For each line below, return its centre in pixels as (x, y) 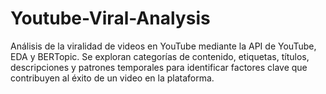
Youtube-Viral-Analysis (110, 18)
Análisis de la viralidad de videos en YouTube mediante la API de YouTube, (163, 46)
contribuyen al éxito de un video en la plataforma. (112, 78)
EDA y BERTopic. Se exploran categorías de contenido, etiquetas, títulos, (160, 56)
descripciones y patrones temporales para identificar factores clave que (159, 67)
